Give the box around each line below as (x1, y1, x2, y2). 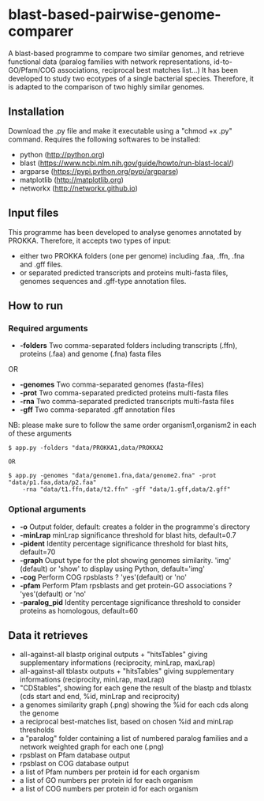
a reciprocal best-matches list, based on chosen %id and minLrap (19, 717, 234, 727)
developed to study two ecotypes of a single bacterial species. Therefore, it (8, 74, 254, 83)
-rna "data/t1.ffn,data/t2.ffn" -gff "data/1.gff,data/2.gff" (22, 486, 231, 493)
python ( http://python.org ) (19, 149, 105, 159)
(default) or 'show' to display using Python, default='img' (19, 564, 205, 573)
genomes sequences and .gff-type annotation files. (19, 276, 187, 285)
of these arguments (8, 429, 73, 438)
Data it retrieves (8, 629, 88, 642)
